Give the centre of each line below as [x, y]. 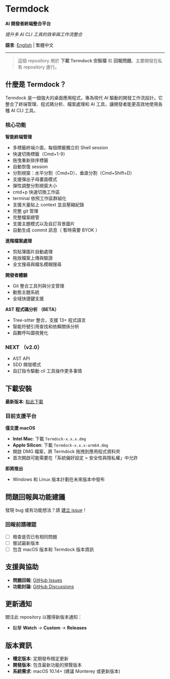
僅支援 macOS [20, 428]
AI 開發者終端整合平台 [28, 23]
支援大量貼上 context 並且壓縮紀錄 [48, 205]
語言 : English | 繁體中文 [30, 45]
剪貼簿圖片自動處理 [33, 252]
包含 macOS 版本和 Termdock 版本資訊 [53, 549]
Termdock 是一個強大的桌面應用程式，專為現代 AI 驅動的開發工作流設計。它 [84, 97]
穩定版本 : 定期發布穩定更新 [40, 659]
